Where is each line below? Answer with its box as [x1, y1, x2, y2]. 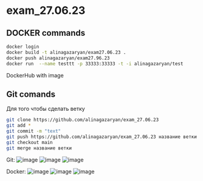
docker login [6, 44, 40, 50]
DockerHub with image [6, 71, 64, 79]
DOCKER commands [6, 28, 86, 38]
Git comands [6, 89, 56, 99]
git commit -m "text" [6, 128, 61, 134]
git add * [6, 122, 32, 129]
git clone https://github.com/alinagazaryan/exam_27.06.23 [6, 117, 159, 123]
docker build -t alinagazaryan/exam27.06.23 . [6, 49, 126, 55]
